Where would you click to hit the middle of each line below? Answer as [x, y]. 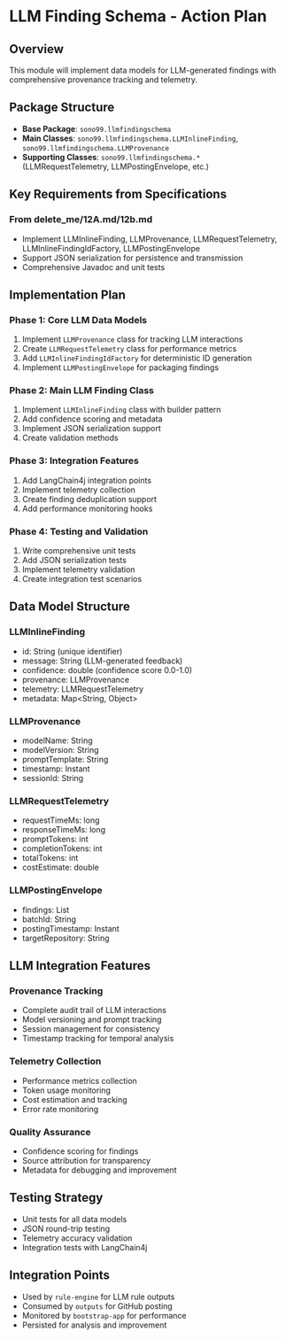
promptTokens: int [55, 840]
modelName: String [57, 740]
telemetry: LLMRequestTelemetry [83, 689]
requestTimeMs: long [61, 820]
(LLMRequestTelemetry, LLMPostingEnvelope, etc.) [116, 166]
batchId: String [49, 919]
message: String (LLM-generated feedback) [102, 661]
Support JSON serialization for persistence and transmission [132, 258]
